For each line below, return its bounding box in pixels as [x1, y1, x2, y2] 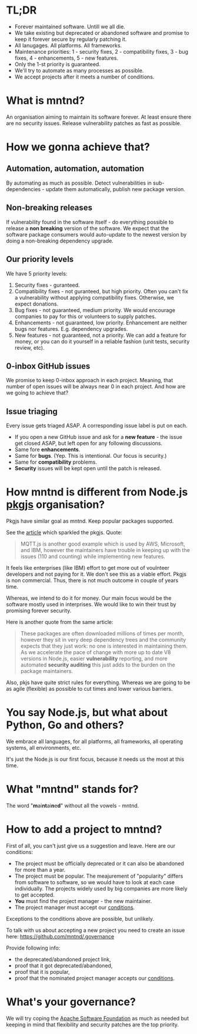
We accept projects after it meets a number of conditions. [14, 73, 155, 80]
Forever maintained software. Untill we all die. [14, 23, 125, 30]
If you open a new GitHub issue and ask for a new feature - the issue [14, 434, 182, 441]
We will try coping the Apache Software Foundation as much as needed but [6, 1015, 189, 1022]
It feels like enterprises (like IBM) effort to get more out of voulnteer [6, 564, 169, 572]
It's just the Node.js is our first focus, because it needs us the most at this [6, 756, 185, 763]
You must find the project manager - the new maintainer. [14, 897, 152, 904]
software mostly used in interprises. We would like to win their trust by [6, 601, 176, 608]
